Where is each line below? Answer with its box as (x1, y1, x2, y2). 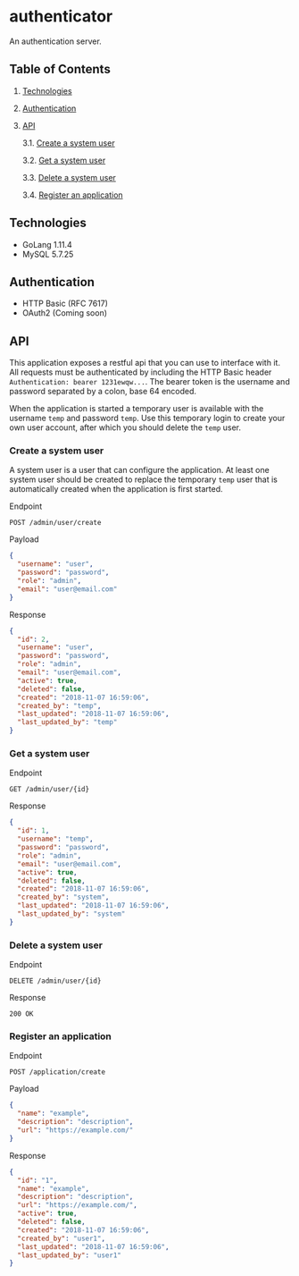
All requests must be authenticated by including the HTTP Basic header (9, 367, 272, 377)
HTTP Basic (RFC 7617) (21, 298, 109, 309)
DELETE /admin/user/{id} (9, 976, 102, 985)
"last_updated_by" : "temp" (17, 718, 118, 727)
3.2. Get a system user (21, 155, 106, 165)
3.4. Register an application (21, 190, 123, 200)
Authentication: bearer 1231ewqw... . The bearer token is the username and (9, 376, 290, 387)
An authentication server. (9, 36, 103, 46)
